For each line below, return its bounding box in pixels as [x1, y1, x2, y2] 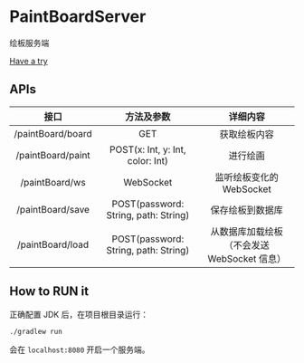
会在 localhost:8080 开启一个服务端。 [9, 344, 151, 355]
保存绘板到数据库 [210, 204, 283, 216]
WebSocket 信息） [207, 252, 287, 264]
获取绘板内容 [219, 128, 274, 140]
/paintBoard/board [14, 127, 92, 139]
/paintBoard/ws [20, 176, 86, 188]
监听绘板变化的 [214, 170, 279, 183]
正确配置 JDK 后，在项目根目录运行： [9, 309, 149, 320]
